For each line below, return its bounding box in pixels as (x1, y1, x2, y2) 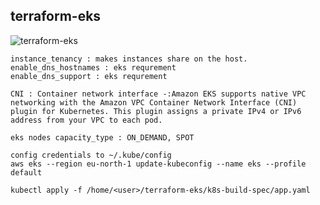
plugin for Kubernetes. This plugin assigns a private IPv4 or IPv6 (10, 106, 302, 116)
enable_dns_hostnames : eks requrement (10, 62, 177, 73)
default (10, 167, 43, 178)
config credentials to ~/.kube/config (10, 150, 172, 160)
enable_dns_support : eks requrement (10, 71, 168, 81)
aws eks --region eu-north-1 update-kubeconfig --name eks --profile (10, 159, 307, 169)
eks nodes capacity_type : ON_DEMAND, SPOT (10, 132, 195, 143)
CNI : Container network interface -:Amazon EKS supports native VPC (10, 89, 307, 99)
